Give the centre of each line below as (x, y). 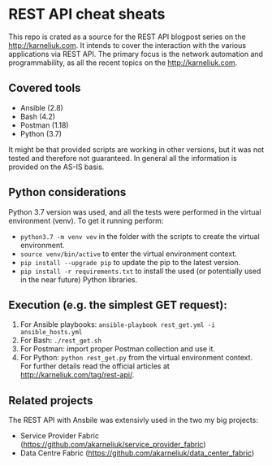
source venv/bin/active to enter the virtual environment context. (128, 254)
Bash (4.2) (37, 116)
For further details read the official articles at (95, 366)
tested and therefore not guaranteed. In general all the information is (123, 158)
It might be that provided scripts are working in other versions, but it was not (136, 149)
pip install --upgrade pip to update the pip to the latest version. (130, 262)
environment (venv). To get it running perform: (86, 220)
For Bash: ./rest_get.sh (60, 340)
